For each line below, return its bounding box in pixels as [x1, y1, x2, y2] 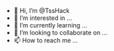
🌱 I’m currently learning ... [13, 21, 88, 29]
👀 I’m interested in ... [13, 14, 73, 22]
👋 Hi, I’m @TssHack [13, 7, 70, 14]
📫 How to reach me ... [13, 37, 78, 44]
